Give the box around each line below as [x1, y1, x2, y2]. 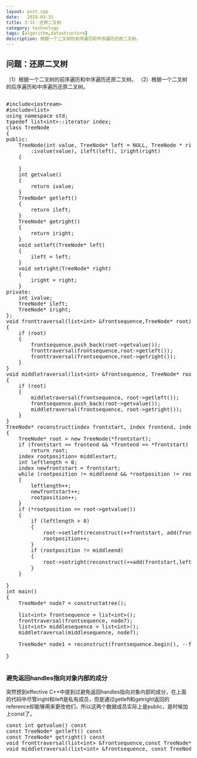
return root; [30, 447, 69, 454]
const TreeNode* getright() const [6, 734, 106, 740]
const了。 [11, 710, 35, 717]
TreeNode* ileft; [18, 300, 69, 307]
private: [6, 288, 31, 295]
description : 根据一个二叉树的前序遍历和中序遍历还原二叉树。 [6, 36, 141, 42]
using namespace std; [6, 112, 69, 119]
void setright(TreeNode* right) [18, 265, 111, 272]
